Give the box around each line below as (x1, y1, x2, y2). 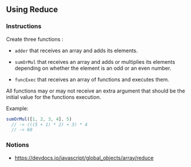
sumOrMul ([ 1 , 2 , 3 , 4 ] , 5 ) (6, 116, 72, 122)
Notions (6, 141, 29, 149)
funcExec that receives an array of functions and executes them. (14, 76, 169, 83)
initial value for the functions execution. (6, 93, 101, 100)
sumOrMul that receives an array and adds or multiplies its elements (14, 58, 176, 65)
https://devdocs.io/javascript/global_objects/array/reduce (14, 154, 154, 161)
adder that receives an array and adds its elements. (14, 47, 138, 54)
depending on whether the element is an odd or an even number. (14, 64, 172, 71)
